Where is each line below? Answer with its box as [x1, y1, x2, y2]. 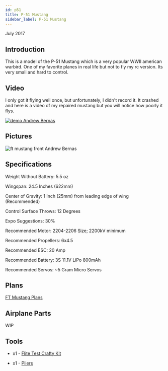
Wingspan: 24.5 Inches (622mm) [5, 183, 73, 189]
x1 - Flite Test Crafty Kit [12, 350, 61, 356]
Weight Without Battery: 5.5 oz [5, 173, 69, 179]
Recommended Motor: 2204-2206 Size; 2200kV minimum [5, 228, 126, 234]
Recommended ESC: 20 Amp [5, 247, 65, 253]
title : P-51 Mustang [5, 12, 49, 17]
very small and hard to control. [5, 69, 69, 76]
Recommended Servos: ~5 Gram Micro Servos [5, 266, 102, 272]
